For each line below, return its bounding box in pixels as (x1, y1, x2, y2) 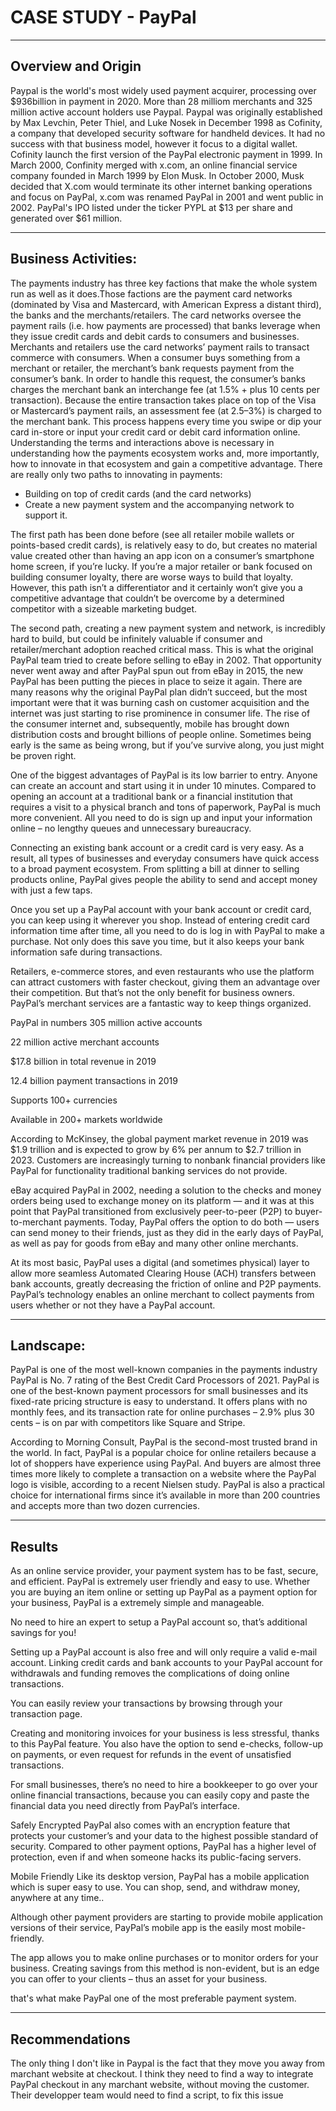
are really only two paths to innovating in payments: (10, 468, 223, 480)
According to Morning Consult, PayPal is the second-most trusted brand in (10, 1436, 318, 1448)
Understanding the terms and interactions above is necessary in (10, 436, 275, 448)
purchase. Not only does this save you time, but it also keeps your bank (10, 935, 305, 947)
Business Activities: (10, 251, 138, 268)
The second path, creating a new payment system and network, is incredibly (10, 622, 326, 634)
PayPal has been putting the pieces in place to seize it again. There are (10, 675, 303, 687)
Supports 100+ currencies (10, 1094, 118, 1106)
